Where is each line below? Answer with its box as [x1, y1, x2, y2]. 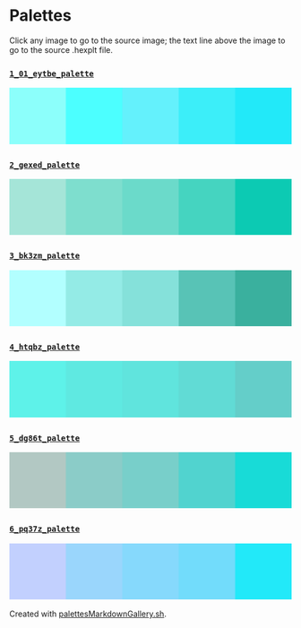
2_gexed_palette [9, 159, 81, 170]
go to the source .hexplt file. [9, 44, 114, 55]
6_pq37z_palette [9, 524, 81, 534]
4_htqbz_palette [9, 341, 81, 352]
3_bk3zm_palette [9, 251, 81, 261]
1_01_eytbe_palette [9, 68, 94, 79]
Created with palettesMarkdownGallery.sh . [9, 608, 168, 619]
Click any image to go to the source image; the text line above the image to [9, 35, 286, 46]
